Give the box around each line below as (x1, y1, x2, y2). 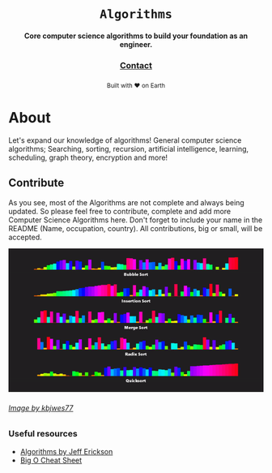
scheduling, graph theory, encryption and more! (8, 153, 168, 162)
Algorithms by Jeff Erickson (19, 446, 113, 456)
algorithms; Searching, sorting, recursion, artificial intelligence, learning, (8, 144, 249, 153)
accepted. (8, 232, 42, 242)
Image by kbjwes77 (8, 402, 74, 413)
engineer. (119, 39, 153, 49)
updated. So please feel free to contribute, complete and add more (8, 206, 232, 216)
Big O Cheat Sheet (19, 455, 83, 465)
